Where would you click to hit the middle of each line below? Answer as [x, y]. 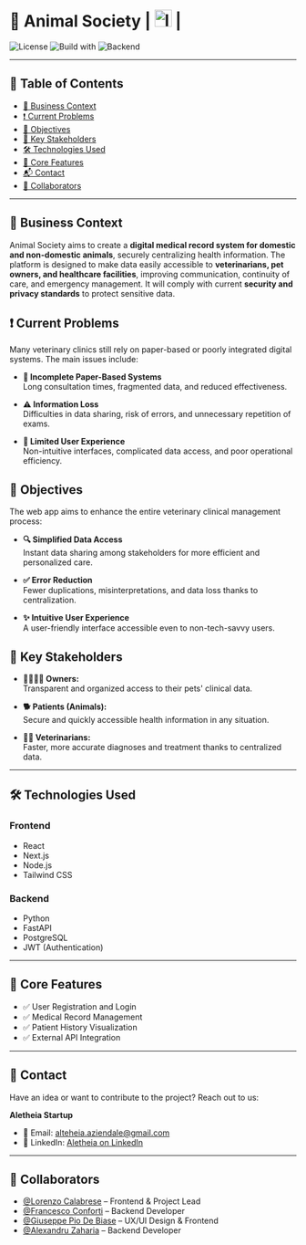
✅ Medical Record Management [82, 1017]
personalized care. [57, 562]
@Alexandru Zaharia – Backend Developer [102, 1230]
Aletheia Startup [41, 1114]
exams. [36, 424]
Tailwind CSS [47, 874]
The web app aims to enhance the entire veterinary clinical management [145, 512]
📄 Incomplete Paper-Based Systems [92, 377]
